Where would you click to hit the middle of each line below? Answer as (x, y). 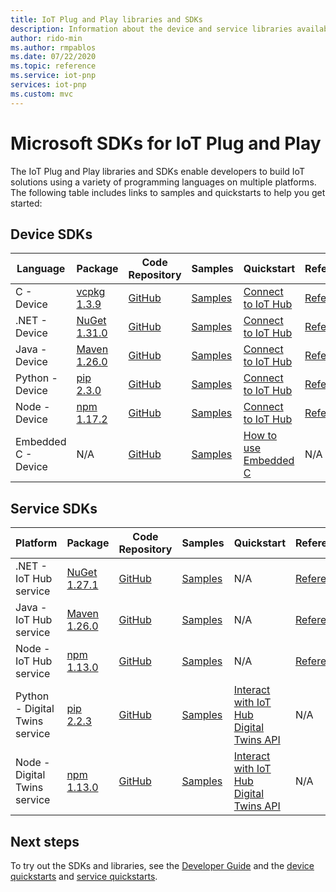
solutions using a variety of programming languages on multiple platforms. (163, 182)
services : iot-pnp (48, 85)
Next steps (45, 841)
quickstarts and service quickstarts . (84, 876)
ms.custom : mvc (42, 94)
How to (260, 436)
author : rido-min (46, 38)
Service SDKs (54, 508)
